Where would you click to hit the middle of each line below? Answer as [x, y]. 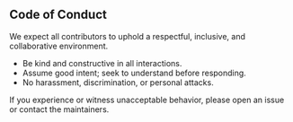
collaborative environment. [59, 46]
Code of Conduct [58, 15]
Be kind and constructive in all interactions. [102, 63]
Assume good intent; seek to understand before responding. [134, 73]
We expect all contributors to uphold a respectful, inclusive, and [127, 36]
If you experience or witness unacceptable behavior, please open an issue [147, 100]
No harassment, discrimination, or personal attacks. [118, 82]
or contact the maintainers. [59, 109]
